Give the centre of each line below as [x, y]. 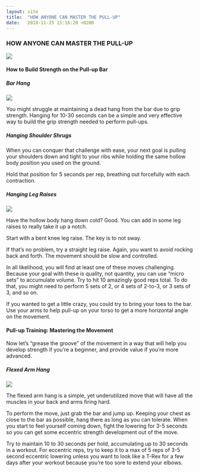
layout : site [22, 12]
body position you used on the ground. [54, 163]
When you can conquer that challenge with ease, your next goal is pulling [96, 150]
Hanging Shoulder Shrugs [39, 135]
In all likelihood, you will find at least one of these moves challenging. [91, 267]
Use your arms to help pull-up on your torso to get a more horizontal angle [97, 310]
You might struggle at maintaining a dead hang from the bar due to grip [93, 109]
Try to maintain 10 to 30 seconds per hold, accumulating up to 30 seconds [97, 444]
